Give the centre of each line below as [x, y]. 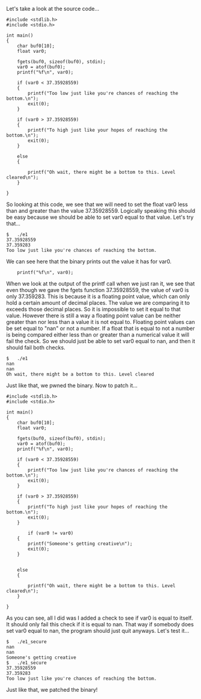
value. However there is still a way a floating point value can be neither [94, 316]
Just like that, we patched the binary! [52, 690]
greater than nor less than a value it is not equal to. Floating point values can [100, 322]
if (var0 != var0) [51, 533]
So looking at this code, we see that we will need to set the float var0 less [97, 204]
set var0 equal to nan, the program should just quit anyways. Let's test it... [98, 631]
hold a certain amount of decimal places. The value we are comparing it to [98, 303]
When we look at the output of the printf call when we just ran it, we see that [100, 284]
